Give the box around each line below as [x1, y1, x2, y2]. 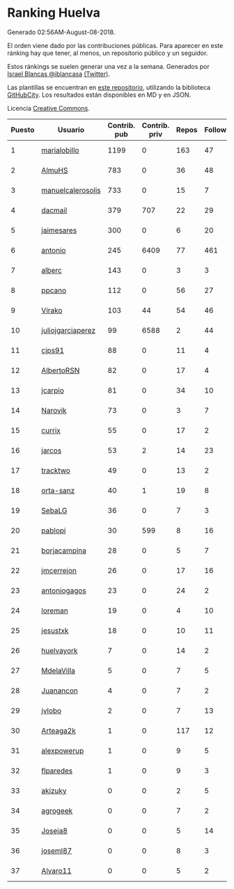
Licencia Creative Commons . [7, 104, 91, 112]
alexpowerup [41, 746, 84, 755]
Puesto [10, 125, 35, 134]
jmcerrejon [41, 565, 77, 575]
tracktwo [41, 465, 71, 475]
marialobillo [41, 145, 79, 155]
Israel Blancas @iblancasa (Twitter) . [7, 70, 110, 78]
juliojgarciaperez [41, 325, 96, 335]
